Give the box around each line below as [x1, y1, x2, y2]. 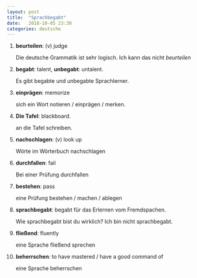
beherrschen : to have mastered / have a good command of [15, 253, 164, 260]
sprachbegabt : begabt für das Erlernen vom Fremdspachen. [15, 206, 166, 213]
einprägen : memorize [15, 89, 70, 97]
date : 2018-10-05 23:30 [7, 20, 72, 26]
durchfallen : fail [15, 160, 56, 167]
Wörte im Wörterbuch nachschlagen [15, 147, 106, 155]
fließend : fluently [15, 230, 59, 237]
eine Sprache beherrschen [15, 265, 82, 272]
